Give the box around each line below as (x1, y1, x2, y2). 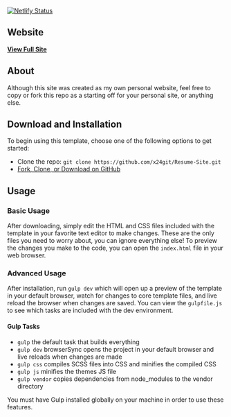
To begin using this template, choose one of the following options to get (7, 137, 212, 145)
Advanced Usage (7, 269, 66, 278)
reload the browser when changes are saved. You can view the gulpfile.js (7, 299, 223, 307)
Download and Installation (7, 119, 122, 130)
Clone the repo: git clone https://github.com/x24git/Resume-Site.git (17, 158, 221, 166)
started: (7, 144, 30, 153)
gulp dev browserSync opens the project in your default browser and (17, 345, 214, 353)
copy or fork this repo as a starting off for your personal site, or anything (7, 91, 214, 99)
